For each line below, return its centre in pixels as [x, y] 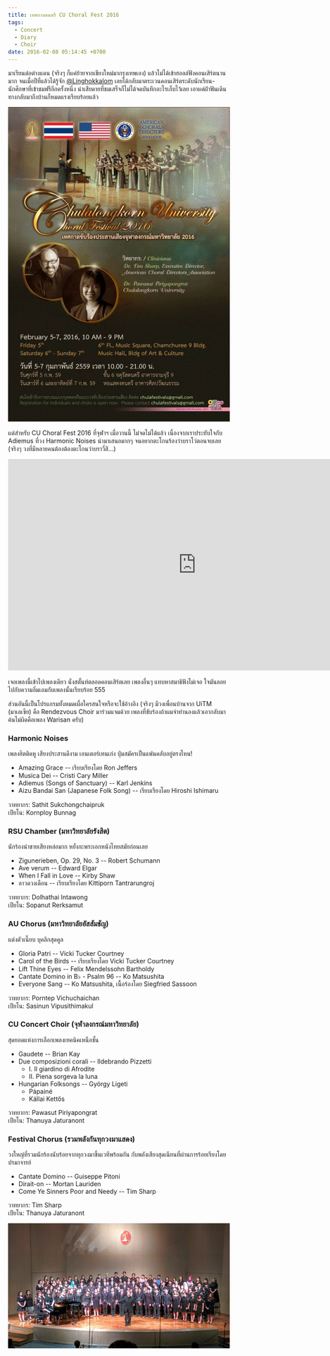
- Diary [26, 37]
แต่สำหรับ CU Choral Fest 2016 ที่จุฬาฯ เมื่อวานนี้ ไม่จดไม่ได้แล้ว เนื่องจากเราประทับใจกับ [115, 433]
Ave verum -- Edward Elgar [57, 868]
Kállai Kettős [47, 1099]
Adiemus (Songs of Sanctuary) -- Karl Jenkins [85, 783]
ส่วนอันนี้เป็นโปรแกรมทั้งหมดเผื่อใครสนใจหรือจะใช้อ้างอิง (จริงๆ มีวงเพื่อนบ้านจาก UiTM [110, 703]
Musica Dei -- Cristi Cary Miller [63, 775]
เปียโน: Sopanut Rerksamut [46, 905]
